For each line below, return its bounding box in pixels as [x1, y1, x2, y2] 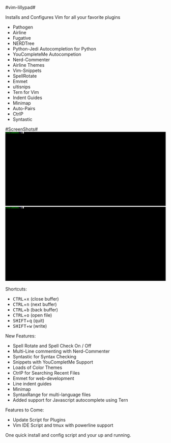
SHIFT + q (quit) [12, 317, 45, 324]
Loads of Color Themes [12, 364, 63, 371]
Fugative [12, 35, 32, 41]
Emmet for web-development [12, 375, 75, 381]
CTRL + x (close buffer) [12, 296, 60, 302]
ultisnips [12, 84, 31, 90]
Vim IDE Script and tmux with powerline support [12, 422, 113, 428]
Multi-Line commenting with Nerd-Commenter [12, 348, 110, 354]
